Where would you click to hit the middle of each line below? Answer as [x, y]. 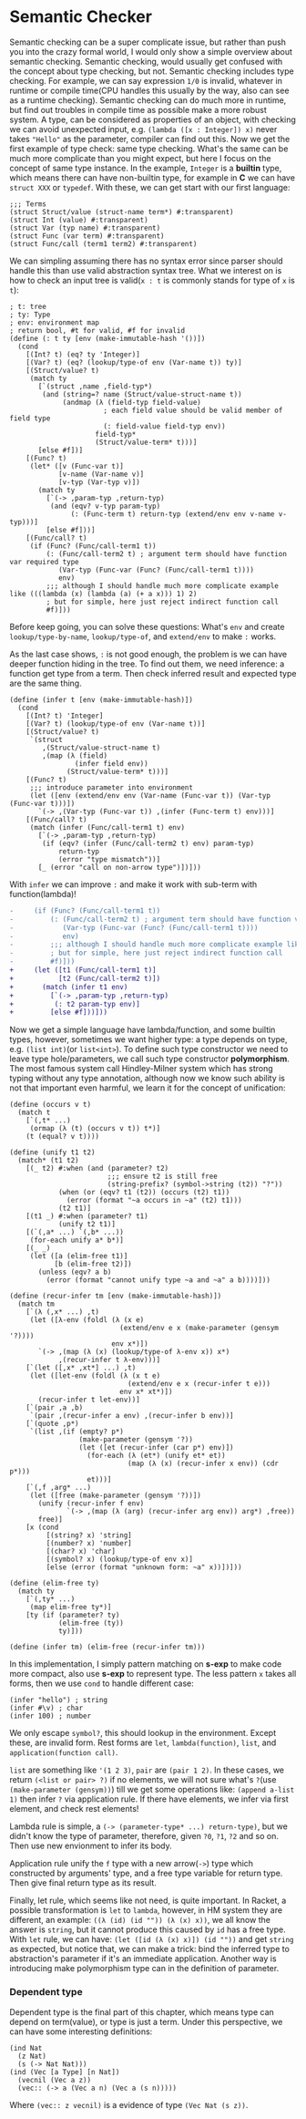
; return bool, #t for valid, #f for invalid [97, 330]
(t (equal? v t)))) [63, 1137]
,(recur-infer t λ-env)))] [109, 1360]
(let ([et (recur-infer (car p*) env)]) [156, 1448]
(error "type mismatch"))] [109, 859]
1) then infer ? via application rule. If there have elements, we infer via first [149, 1799]
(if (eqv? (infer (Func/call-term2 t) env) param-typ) [148, 843]
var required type [44, 562]
